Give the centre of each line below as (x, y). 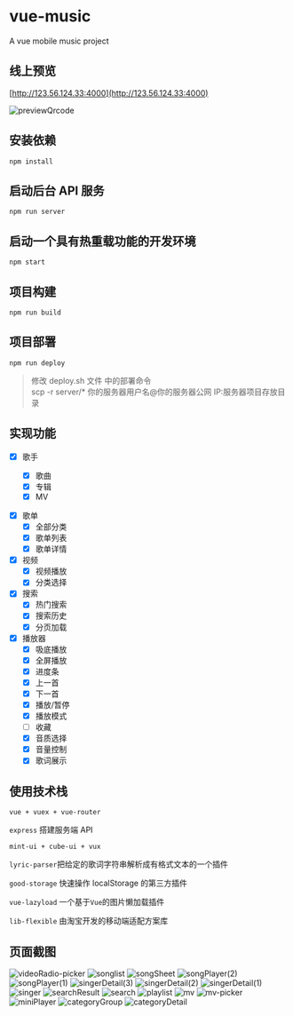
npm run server (37, 212)
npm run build (36, 313)
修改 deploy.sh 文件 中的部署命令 (91, 380)
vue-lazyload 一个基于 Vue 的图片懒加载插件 (87, 902)
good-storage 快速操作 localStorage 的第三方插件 (99, 883)
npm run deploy (37, 363)
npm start (28, 262)
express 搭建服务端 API (51, 830)
